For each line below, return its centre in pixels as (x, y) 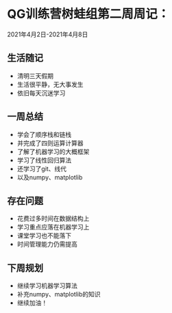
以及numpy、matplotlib (50, 177)
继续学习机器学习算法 (47, 286)
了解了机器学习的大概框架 (53, 151)
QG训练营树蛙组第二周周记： (88, 14)
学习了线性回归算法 (44, 160)
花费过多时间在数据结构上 (53, 218)
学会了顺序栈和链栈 (44, 134)
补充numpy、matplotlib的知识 (59, 295)
